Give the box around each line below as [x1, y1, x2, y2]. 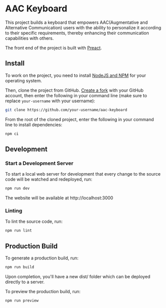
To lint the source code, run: [5, 219, 63, 225]
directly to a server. [5, 279, 45, 285]
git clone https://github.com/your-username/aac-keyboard [5, 107, 127, 112]
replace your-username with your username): [5, 98, 96, 104]
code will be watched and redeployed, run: [5, 177, 93, 183]
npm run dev [5, 186, 30, 191]
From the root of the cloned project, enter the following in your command [5, 116, 154, 122]
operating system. [5, 77, 42, 83]
